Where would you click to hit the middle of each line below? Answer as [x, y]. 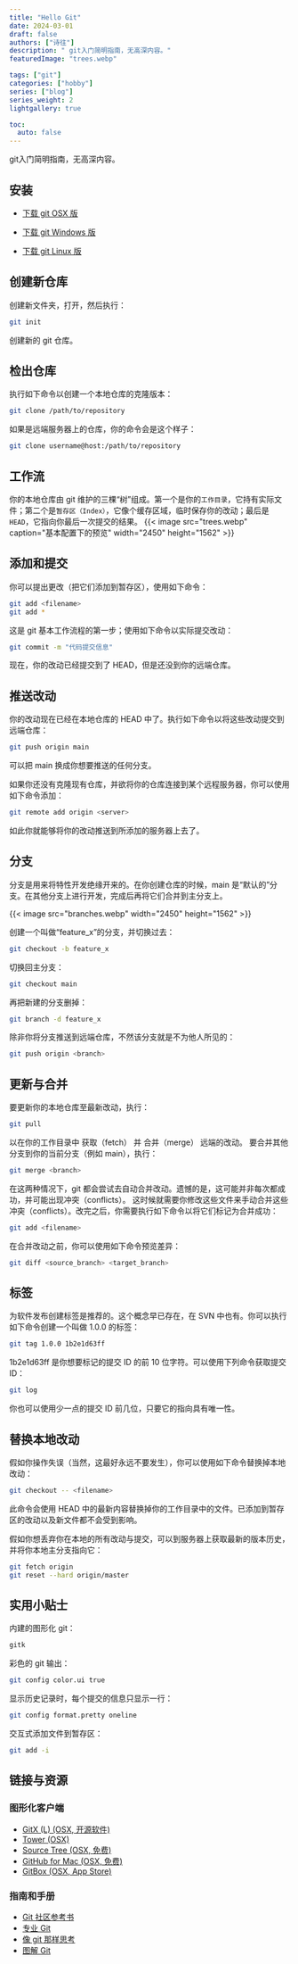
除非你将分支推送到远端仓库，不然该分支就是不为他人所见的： [122, 1037]
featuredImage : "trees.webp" [63, 59]
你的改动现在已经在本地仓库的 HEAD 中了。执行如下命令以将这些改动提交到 [147, 719]
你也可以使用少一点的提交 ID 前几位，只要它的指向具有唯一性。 [125, 1409]
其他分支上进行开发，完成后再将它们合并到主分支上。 [130, 895]
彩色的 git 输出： [40, 1663]
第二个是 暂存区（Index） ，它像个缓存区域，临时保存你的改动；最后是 [147, 510]
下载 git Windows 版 [59, 232]
